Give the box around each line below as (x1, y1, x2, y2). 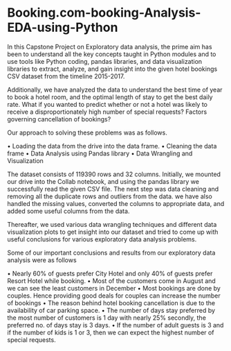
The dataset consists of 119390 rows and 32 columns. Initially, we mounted (7, 170, 221, 178)
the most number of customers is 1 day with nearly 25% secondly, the (7, 314, 206, 322)
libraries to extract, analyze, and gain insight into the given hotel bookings (7, 65, 218, 73)
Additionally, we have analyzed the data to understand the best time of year (7, 85, 223, 94)
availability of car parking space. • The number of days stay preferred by (7, 306, 216, 314)
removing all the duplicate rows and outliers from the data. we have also (7, 192, 212, 200)
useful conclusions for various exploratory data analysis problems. (7, 234, 197, 243)
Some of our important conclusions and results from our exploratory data (7, 248, 216, 257)
